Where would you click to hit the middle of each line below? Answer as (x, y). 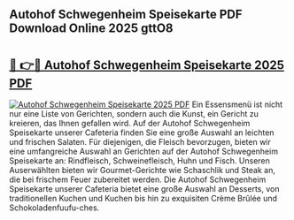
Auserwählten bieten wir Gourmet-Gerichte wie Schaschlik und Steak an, (143, 170)
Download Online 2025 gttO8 (91, 29)
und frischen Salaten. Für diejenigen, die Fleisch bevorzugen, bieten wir (140, 142)
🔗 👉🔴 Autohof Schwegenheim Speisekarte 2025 (147, 65)
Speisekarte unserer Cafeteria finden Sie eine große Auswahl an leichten (142, 133)
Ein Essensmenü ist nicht (237, 104)
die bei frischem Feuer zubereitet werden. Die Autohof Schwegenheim (138, 179)
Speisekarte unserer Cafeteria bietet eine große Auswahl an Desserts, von (144, 189)
